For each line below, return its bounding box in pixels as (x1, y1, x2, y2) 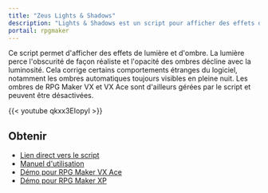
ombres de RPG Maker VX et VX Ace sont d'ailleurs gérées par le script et (8, 82, 251, 92)
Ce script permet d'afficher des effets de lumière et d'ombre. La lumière (8, 49, 245, 58)
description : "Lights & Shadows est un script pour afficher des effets (8, 19, 255, 27)
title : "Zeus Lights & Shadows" (8, 11, 116, 20)
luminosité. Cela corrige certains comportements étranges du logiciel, (8, 65, 238, 75)
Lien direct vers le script (19, 151, 100, 160)
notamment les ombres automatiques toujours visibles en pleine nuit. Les (8, 73, 249, 84)
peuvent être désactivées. (8, 91, 94, 100)
